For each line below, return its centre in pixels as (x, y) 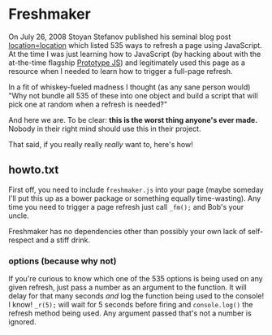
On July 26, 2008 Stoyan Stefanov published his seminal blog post (120, 37)
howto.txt (34, 170)
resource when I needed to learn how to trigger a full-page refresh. (121, 71)
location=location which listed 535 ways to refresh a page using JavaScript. (135, 45)
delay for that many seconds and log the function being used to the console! (136, 296)
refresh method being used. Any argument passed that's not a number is (130, 313)
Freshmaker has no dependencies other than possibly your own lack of (127, 231)
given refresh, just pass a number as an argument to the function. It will (127, 287)
